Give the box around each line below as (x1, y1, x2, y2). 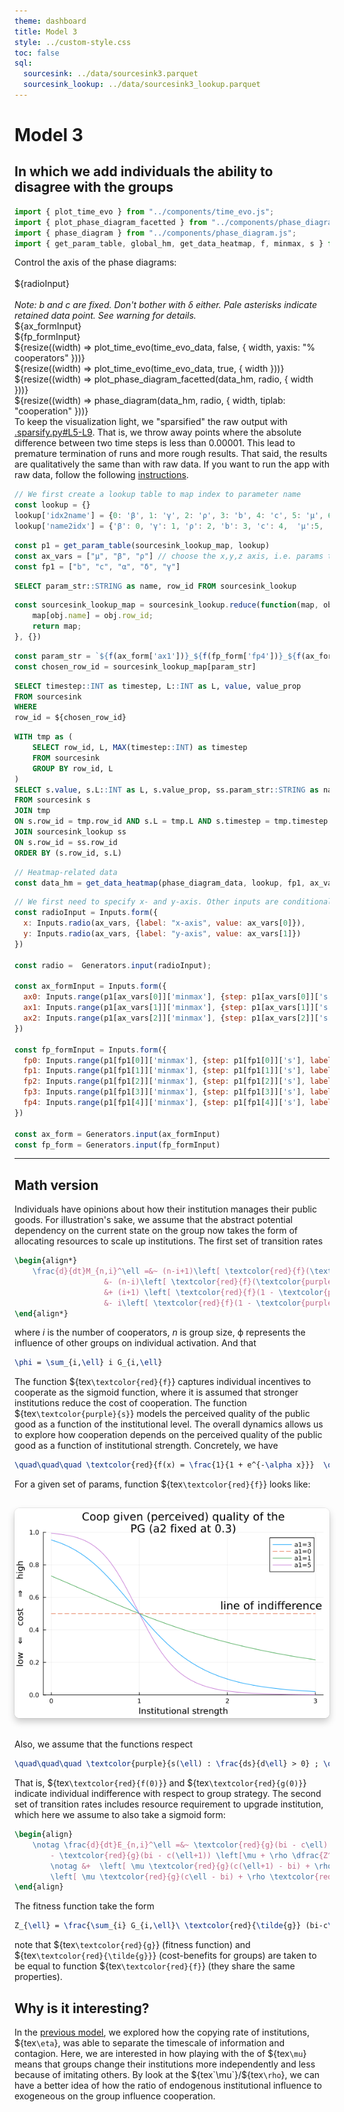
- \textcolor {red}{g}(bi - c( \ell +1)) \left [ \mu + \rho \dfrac (50, 1850, 319, 1860)
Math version (14, 1176, 99, 1194)
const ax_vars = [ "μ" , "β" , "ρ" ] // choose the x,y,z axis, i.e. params (14, 551, 324, 561)
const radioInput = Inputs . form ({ (14, 908, 159, 918)
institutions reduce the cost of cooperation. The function (14, 1397, 247, 1409)
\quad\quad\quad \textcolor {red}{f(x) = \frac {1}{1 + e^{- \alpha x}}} (14, 1460, 315, 1470)
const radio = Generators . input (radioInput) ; (14, 960, 212, 970)
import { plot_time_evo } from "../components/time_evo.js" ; (14, 206, 275, 217)
